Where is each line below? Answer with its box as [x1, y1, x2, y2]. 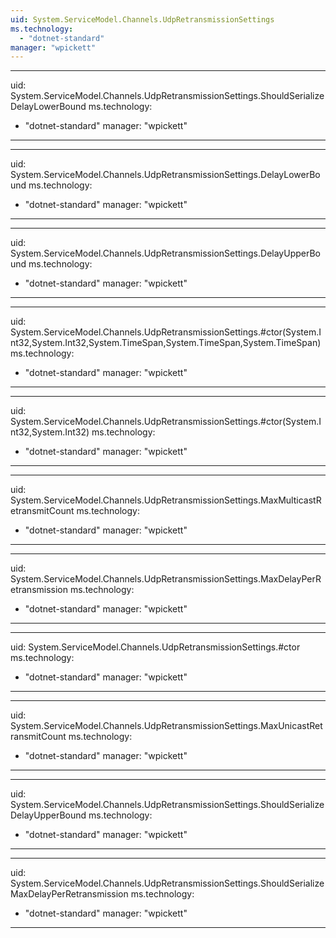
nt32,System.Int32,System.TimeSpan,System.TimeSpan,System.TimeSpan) [10, 337, 322, 349]
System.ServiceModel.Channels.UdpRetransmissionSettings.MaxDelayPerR [10, 573, 322, 585]
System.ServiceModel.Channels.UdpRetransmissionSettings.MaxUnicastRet [10, 720, 323, 732]
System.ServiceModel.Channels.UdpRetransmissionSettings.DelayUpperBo [10, 247, 321, 260]
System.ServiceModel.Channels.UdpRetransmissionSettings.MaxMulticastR [10, 494, 322, 506]
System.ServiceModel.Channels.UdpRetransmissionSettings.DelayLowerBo [10, 169, 321, 181]
